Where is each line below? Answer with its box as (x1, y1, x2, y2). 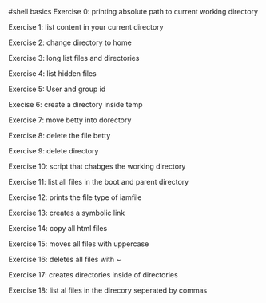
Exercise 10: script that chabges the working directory (8, 161, 186, 171)
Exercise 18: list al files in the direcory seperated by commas (8, 285, 208, 295)
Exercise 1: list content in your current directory (8, 22, 164, 31)
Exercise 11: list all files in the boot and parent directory (8, 177, 189, 186)
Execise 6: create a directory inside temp (8, 100, 143, 109)
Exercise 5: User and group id (8, 84, 106, 94)
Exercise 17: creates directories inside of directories (8, 270, 178, 279)
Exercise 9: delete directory (8, 146, 99, 155)
